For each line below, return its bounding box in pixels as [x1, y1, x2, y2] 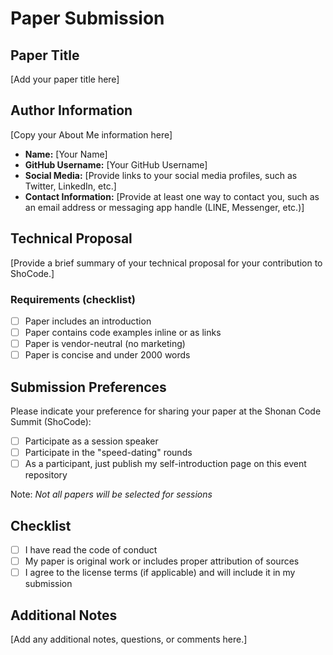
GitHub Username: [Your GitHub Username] [24, 158, 208, 171]
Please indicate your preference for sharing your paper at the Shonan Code [10, 405, 322, 417]
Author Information [10, 102, 133, 119]
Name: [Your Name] [24, 148, 108, 160]
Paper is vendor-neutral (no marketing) [24, 338, 186, 350]
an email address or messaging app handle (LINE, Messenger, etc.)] [24, 201, 305, 213]
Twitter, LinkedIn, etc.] [24, 180, 117, 192]
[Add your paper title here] [10, 73, 120, 85]
